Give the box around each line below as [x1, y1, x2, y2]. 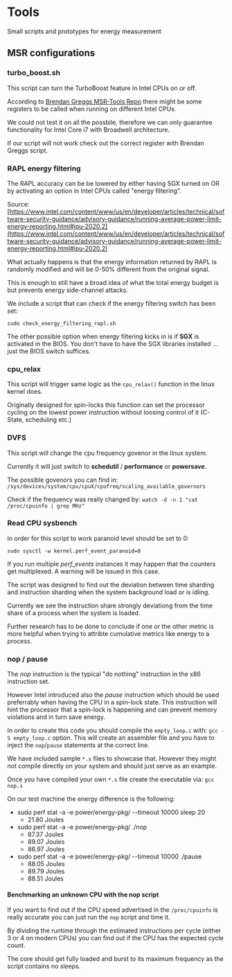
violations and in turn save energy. [7, 713, 105, 721]
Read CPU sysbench [7, 518, 78, 528]
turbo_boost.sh [7, 68, 61, 78]
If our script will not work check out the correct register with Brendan [7, 139, 204, 147]
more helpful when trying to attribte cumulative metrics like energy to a [7, 629, 210, 638]
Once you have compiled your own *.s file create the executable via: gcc [7, 775, 215, 784]
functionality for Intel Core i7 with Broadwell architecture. [7, 126, 170, 134]
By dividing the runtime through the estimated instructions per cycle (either [7, 926, 222, 935]
